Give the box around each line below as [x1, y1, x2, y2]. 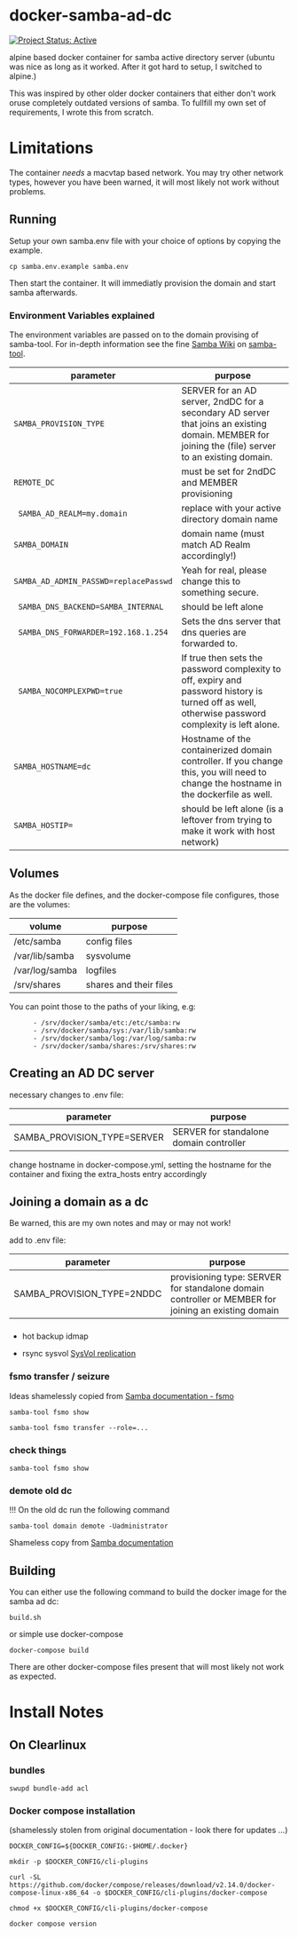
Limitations [9, 138, 94, 158]
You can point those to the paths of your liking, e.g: [9, 1000, 197, 1012]
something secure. [181, 586, 259, 598]
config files [85, 935, 133, 947]
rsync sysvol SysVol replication [21, 1348, 136, 1359]
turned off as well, [181, 696, 257, 708]
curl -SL [9, 1873, 42, 1882]
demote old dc [9, 1484, 73, 1497]
